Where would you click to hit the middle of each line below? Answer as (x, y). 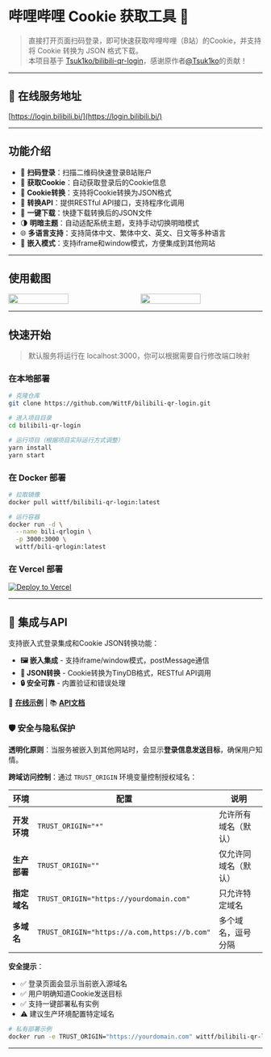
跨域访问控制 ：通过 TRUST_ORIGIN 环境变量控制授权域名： (103, 777)
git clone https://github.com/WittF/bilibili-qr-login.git (110, 404)
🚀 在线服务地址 (45, 97)
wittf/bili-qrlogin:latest (61, 547)
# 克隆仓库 (24, 396)
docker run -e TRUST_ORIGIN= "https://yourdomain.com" (101, 1037)
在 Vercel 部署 (35, 569)
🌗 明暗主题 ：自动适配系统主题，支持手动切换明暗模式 (110, 222)
